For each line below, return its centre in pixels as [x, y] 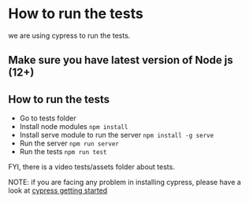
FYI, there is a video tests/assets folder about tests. [91, 167]
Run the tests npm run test [63, 152]
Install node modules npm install [74, 127]
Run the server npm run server [69, 143]
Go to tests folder [48, 118]
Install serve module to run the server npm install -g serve [117, 135]
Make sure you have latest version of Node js [121, 60]
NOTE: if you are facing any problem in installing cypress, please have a [125, 183]
